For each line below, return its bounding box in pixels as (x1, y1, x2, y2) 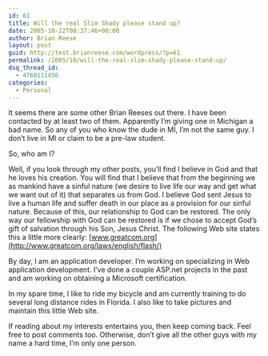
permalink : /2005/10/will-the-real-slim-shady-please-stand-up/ (8, 57, 227, 65)
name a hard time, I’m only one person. (8, 338, 138, 348)
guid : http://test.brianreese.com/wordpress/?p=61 (8, 49, 181, 57)
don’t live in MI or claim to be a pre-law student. (8, 134, 166, 143)
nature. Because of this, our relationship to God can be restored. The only (8, 207, 251, 217)
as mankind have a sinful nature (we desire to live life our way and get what (8, 182, 257, 191)
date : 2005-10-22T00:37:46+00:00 (8, 26, 120, 34)
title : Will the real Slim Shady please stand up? (8, 19, 181, 27)
